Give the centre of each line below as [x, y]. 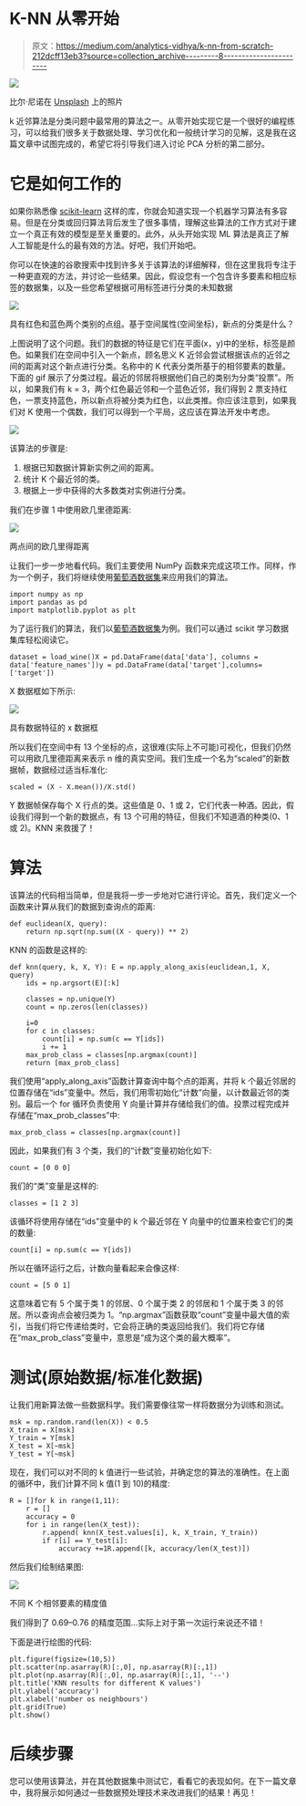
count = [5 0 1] [40, 1285]
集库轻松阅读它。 [41, 639]
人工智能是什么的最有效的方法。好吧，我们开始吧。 [105, 245]
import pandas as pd [49, 602]
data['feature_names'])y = [61, 665]
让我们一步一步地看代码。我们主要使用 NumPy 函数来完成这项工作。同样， [149, 566]
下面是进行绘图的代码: [51, 1642]
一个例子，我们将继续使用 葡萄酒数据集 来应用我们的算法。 [125, 576]
